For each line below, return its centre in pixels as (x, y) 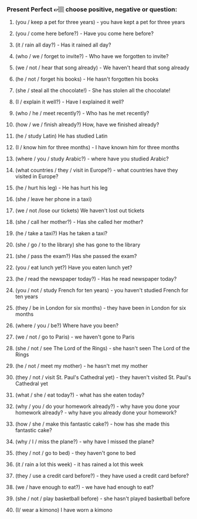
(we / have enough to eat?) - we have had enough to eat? (84, 487)
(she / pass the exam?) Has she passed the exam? (76, 256)
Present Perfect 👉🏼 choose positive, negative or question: (92, 9)
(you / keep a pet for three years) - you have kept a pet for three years (100, 22)
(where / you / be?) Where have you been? (67, 326)
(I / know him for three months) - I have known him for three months (97, 148)
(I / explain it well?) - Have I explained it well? (69, 102)
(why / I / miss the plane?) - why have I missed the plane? (85, 442)
